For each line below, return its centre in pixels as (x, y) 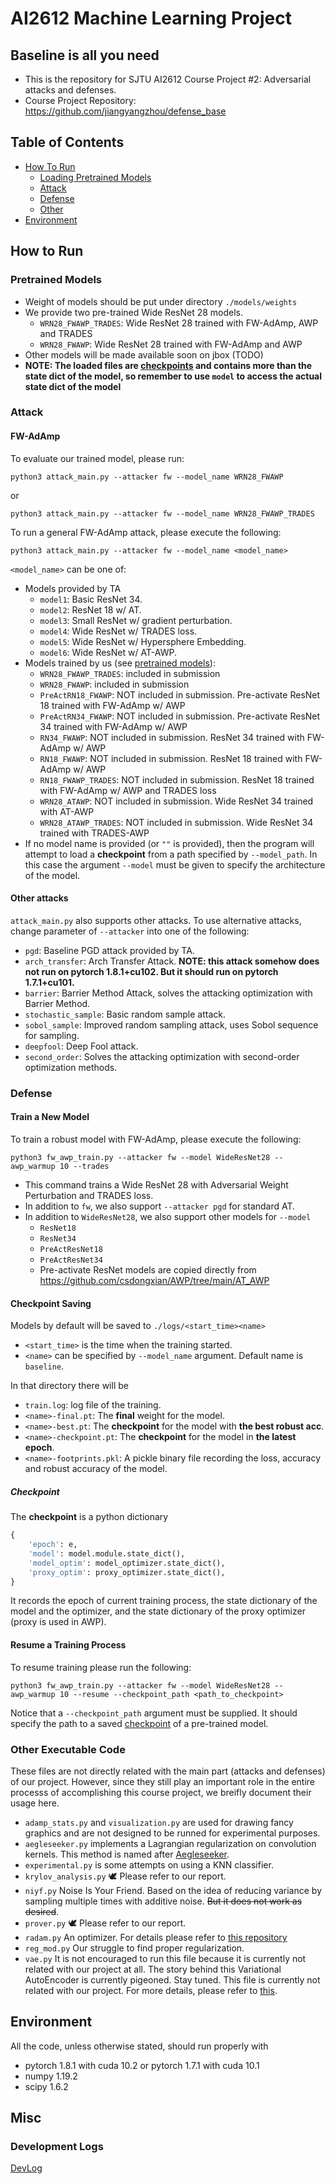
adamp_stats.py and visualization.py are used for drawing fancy (159, 1822)
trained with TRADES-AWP (94, 833)
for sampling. (52, 1035)
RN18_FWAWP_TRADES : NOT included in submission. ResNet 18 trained (177, 779)
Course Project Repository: (80, 100)
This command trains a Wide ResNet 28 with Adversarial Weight (156, 1184)
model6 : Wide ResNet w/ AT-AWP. (108, 652)
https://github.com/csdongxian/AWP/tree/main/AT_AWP (154, 1280)
